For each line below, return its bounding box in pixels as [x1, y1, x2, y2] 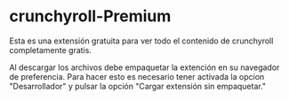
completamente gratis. [9, 44, 92, 55]
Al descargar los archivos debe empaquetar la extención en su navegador [9, 62, 280, 73]
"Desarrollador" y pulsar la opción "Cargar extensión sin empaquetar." [9, 81, 267, 91]
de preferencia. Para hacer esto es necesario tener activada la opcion [9, 71, 265, 81]
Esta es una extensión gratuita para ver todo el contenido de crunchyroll [9, 35, 274, 46]
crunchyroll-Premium [9, 6, 172, 27]
